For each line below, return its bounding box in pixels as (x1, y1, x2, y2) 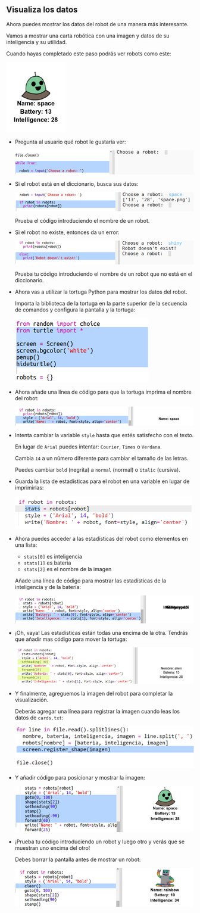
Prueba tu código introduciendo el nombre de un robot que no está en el (14, 270, 192, 278)
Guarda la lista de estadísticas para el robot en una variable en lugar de (14, 478, 190, 485)
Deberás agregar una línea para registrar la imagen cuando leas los (14, 708, 180, 715)
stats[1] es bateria (23, 559, 71, 566)
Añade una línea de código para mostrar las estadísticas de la (14, 577, 167, 584)
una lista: (14, 541, 37, 549)
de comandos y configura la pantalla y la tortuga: (14, 306, 136, 313)
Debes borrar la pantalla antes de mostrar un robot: (14, 856, 141, 863)
